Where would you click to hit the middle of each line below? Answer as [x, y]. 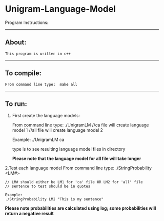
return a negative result [29, 214]
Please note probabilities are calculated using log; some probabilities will [81, 208]
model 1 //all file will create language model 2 [58, 130]
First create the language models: [46, 116]
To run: [16, 104]
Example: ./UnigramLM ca [38, 140]
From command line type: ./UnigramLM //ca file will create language [81, 125]
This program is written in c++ [38, 54]
